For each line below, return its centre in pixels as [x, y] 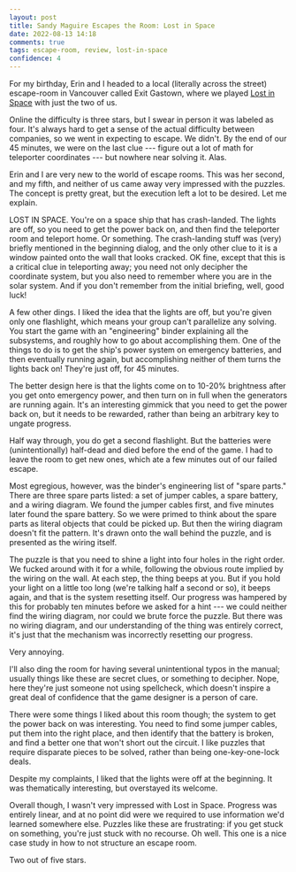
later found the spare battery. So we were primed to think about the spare [143, 514]
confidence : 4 [35, 58]
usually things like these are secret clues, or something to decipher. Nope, [144, 679]
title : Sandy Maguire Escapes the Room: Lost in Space [112, 26]
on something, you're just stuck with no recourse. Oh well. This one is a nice [148, 833]
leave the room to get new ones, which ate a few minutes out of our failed [143, 459]
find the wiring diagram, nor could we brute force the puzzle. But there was [146, 616]
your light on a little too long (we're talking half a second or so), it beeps [140, 588]
